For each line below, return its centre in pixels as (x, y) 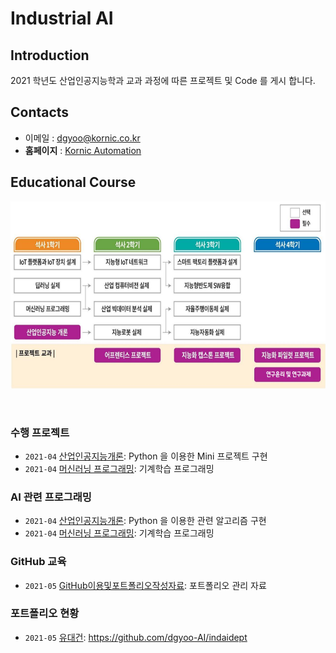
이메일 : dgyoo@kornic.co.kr (82, 138)
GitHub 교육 (38, 562)
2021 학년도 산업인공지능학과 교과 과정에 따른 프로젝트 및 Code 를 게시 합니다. (163, 80)
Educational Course (73, 182)
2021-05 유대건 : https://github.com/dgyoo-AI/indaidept (136, 637)
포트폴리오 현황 (45, 614)
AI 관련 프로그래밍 (51, 497)
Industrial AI (62, 18)
